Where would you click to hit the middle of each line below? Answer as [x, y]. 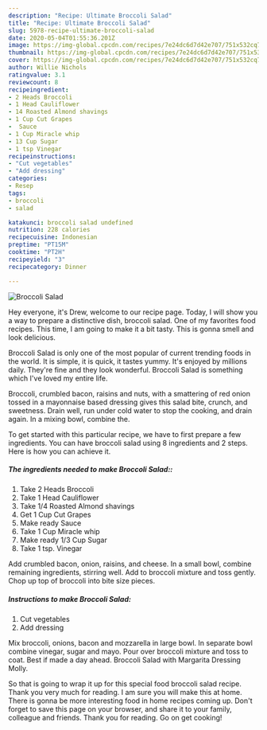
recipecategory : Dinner [48, 267]
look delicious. [32, 337]
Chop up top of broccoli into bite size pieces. [82, 581]
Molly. [18, 669]
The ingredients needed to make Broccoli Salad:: [91, 470]
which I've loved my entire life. [58, 378]
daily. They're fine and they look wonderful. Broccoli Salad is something [126, 369]
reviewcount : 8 [33, 82]
